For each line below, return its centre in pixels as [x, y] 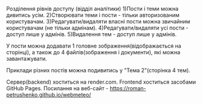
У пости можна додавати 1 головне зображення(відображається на [94, 46]
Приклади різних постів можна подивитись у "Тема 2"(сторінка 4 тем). [98, 70]
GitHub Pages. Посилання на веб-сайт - [57, 88]
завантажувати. [27, 59]
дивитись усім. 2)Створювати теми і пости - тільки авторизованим [93, 15]
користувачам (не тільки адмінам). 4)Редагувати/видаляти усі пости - [97, 28]
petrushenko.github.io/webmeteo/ [49, 95]
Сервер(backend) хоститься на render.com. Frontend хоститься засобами [101, 82]
